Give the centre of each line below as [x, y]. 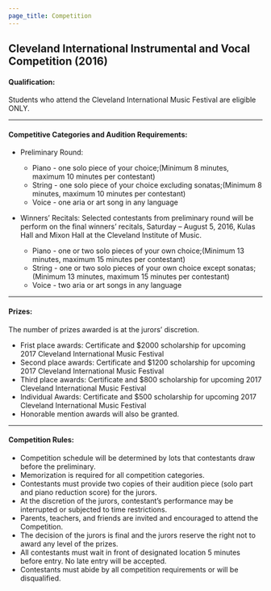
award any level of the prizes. [69, 543]
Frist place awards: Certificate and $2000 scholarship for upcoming [133, 345]
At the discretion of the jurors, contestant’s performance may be [127, 500]
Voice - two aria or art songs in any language [107, 285]
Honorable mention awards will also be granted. [100, 414]
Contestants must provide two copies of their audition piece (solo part [136, 483]
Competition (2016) [58, 61]
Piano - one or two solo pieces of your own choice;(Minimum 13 [138, 251]
